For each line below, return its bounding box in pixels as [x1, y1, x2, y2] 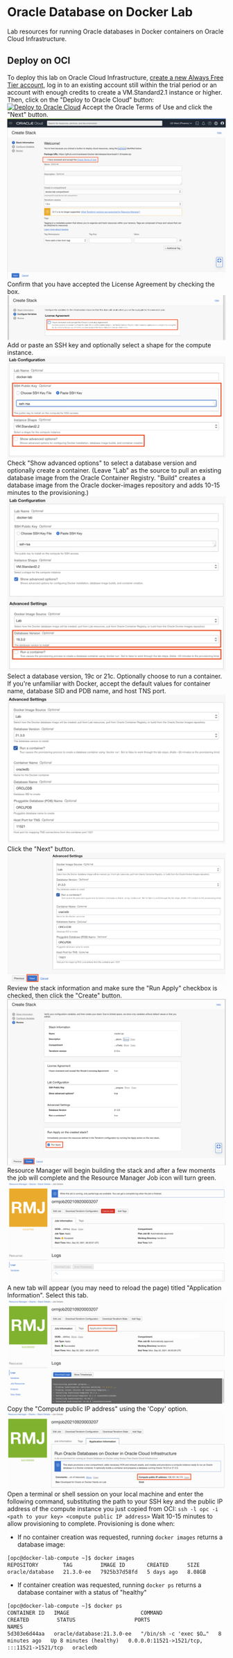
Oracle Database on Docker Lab [7, 4, 193, 20]
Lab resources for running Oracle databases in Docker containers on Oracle [7, 27, 224, 35]
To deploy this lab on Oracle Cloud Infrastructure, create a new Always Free [7, 73, 224, 81]
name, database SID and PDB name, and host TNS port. [7, 687, 166, 695]
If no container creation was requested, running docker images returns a [17, 1533, 223, 1542]
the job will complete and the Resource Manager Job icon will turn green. [7, 1174, 216, 1182]
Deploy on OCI [7, 55, 71, 67]
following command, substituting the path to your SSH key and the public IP [7, 1497, 223, 1506]
